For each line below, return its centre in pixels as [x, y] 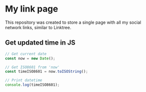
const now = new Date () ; [30, 58]
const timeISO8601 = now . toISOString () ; [47, 72]
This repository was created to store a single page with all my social [73, 22]
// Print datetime [24, 80]
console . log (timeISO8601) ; [32, 85]
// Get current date [26, 54]
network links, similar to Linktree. [38, 27]
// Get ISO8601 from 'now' [32, 67]
